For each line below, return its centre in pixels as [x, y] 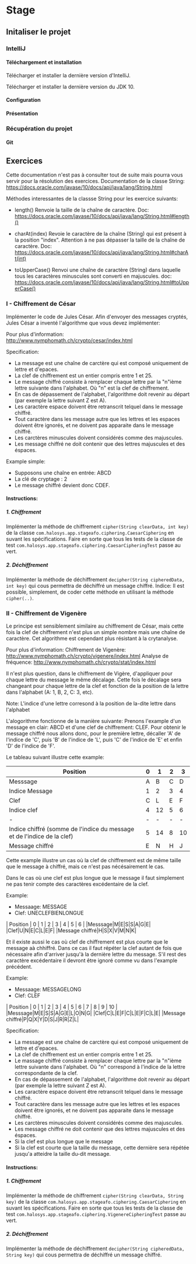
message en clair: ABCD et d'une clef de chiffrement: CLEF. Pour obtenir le [96, 727]
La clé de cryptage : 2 [41, 479]
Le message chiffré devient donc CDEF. [62, 485]
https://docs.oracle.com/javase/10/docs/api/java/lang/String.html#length [102, 216]
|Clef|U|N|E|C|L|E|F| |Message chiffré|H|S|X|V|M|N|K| [71, 931]
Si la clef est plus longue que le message [64, 1142]
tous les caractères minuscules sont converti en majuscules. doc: [93, 276]
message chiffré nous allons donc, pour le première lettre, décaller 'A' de [93, 733]
